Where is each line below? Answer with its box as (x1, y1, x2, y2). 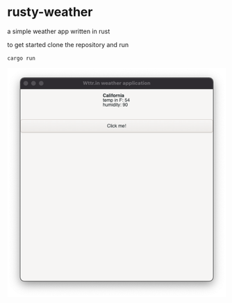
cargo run (7, 55, 36, 62)
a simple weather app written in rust (7, 27, 110, 35)
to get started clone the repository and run (7, 40, 129, 49)
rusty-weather (7, 4, 93, 20)
